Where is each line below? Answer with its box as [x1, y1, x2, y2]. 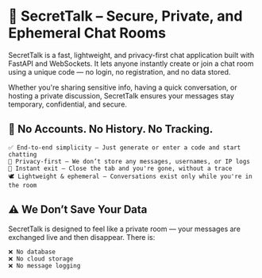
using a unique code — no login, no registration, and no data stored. [8, 67, 231, 76]
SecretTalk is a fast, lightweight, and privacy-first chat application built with [8, 50, 255, 60]
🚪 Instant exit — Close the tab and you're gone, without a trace [8, 164, 233, 172]
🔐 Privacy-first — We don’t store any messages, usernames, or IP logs [8, 157, 250, 165]
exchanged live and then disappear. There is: [8, 232, 156, 241]
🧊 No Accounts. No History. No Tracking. [8, 122, 214, 136]
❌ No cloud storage [8, 254, 74, 263]
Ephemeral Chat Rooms [8, 24, 167, 42]
